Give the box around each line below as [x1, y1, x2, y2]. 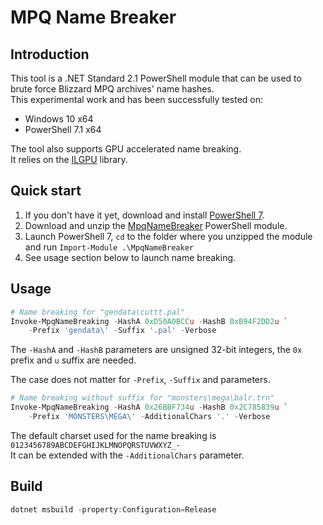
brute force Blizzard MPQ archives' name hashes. [10, 83, 215, 95]
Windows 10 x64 [24, 113, 94, 125]
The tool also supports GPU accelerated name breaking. [10, 143, 242, 155]
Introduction [10, 46, 90, 63]
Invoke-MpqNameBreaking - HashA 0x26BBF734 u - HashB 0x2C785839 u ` [10, 402, 288, 413]
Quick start [10, 182, 82, 200]
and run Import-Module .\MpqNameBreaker [24, 241, 194, 253]
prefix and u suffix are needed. [10, 354, 137, 366]
